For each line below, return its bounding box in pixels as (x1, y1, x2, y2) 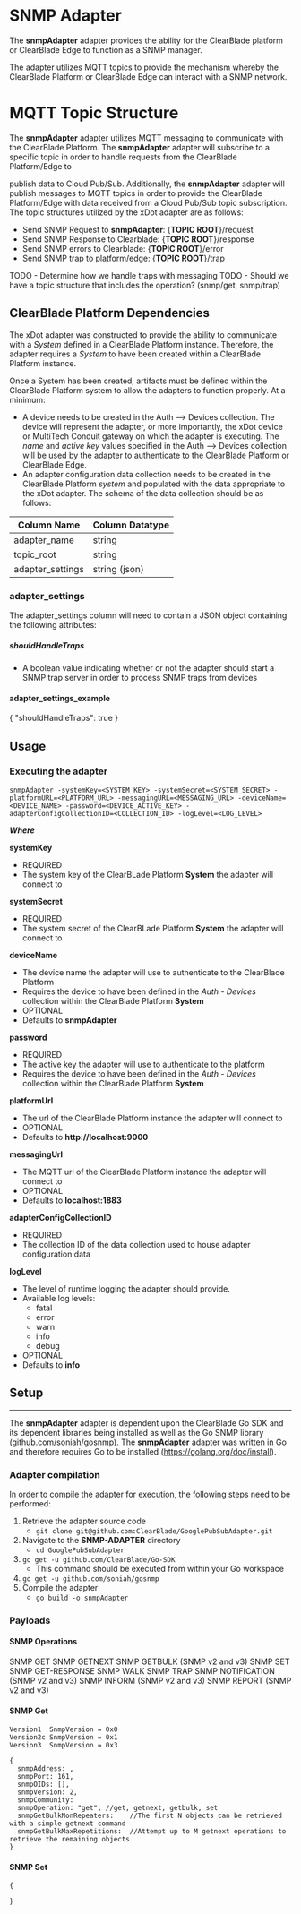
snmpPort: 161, (17, 1772, 74, 1781)
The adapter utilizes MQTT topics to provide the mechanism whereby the (9, 62, 279, 73)
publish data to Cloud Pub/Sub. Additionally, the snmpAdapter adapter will (9, 178, 285, 189)
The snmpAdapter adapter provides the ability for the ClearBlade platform (9, 35, 284, 46)
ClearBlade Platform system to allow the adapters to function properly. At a (9, 384, 286, 395)
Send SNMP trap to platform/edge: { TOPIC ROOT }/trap (21, 253, 226, 263)
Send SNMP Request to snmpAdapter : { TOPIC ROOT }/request (21, 224, 254, 235)
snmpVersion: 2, (17, 1788, 78, 1797)
